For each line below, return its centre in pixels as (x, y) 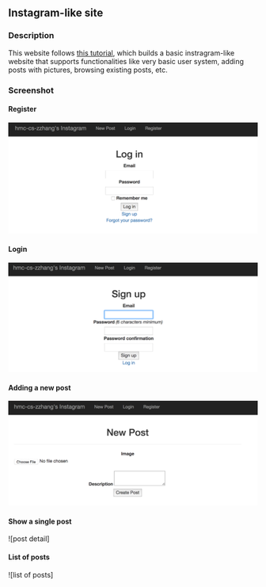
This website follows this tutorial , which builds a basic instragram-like (122, 53)
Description (31, 36)
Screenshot (31, 90)
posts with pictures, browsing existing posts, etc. (88, 70)
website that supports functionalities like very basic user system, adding (126, 61)
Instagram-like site (56, 13)
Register (23, 109)
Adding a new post (40, 387)
